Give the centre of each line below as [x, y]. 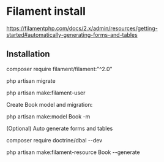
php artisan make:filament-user [46, 93]
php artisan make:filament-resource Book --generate [73, 152]
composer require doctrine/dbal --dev [54, 140]
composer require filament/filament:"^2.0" [59, 69]
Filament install [46, 11]
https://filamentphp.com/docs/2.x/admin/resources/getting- [82, 28]
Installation [28, 54]
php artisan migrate [31, 80]
